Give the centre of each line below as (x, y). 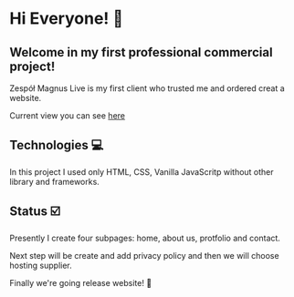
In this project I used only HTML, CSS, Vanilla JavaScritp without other (142, 171)
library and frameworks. (55, 181)
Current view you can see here (68, 116)
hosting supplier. (41, 265)
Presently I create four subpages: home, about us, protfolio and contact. (145, 238)
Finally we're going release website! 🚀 (81, 282)
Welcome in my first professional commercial (141, 52)
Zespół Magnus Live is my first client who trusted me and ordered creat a (147, 88)
